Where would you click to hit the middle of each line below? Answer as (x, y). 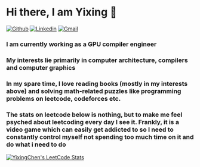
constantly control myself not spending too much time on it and (100, 137)
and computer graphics (41, 67)
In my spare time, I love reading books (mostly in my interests (97, 83)
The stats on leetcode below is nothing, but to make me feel (94, 115)
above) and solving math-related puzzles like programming (94, 91)
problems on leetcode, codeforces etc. (64, 98)
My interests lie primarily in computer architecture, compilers (97, 60)
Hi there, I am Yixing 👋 (62, 12)
